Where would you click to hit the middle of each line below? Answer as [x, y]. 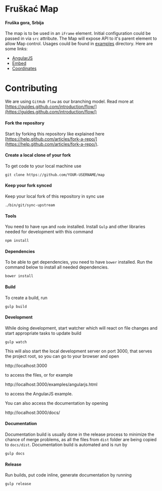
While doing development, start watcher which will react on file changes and [81, 328]
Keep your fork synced [29, 186]
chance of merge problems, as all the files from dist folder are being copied [81, 439]
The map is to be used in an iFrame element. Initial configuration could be [78, 33]
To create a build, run [26, 298]
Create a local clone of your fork [38, 155]
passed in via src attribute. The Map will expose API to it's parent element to [81, 39]
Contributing [31, 88]
